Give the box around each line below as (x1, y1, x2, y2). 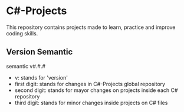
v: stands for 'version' (14, 74, 68, 81)
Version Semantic (6, 47, 73, 57)
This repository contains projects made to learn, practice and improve (6, 24, 176, 31)
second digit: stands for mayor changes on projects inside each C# (14, 87, 178, 94)
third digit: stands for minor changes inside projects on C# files (14, 99, 168, 106)
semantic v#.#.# (6, 62, 46, 70)
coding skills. (6, 29, 38, 37)
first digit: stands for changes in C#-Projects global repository (14, 80, 166, 87)
